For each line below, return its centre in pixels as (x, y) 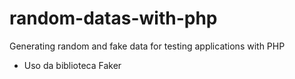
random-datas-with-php (113, 18)
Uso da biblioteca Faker (72, 65)
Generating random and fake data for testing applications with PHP (147, 46)
